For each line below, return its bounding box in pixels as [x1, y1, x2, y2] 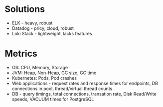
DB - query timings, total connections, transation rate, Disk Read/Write [11, 91, 157, 97]
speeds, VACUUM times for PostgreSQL [11, 96, 94, 102]
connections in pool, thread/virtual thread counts [11, 86, 113, 92]
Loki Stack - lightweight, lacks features [11, 30, 92, 36]
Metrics [4, 48, 38, 59]
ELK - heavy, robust [11, 20, 53, 26]
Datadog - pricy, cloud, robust [11, 25, 74, 31]
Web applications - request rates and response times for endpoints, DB [11, 80, 158, 86]
